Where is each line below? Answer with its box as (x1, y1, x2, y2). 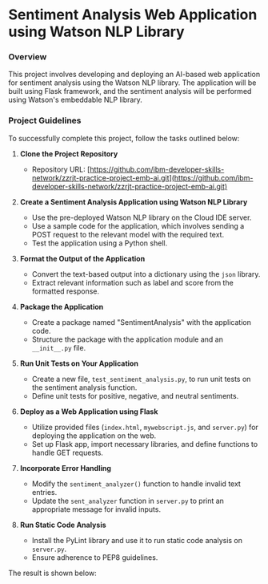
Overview (8, 51, 47, 63)
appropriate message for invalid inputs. (31, 504, 162, 514)
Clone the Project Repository (19, 148, 118, 158)
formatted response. (31, 286, 100, 296)
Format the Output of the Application (19, 253, 146, 263)
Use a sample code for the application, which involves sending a (31, 221, 245, 230)
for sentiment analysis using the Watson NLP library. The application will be (8, 78, 257, 87)
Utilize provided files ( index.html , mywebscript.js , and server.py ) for (31, 422, 258, 432)
